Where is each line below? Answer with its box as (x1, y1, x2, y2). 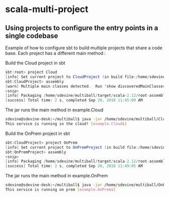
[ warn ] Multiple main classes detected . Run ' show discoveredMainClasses (5, 84, 165, 89)
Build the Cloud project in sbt (5, 60, 65, 66)
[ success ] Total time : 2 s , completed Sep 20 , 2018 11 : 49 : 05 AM (5, 164, 143, 169)
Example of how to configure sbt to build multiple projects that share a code (5, 45, 162, 51)
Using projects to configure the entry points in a (5, 24, 158, 32)
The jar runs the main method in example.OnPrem (5, 173, 108, 179)
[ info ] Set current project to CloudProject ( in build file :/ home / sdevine (5, 74, 165, 79)
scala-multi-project (5, 4, 89, 15)
